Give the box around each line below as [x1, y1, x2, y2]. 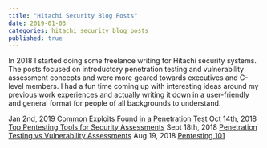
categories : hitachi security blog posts [8, 26, 149, 34]
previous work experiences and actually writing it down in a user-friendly [8, 90, 250, 100]
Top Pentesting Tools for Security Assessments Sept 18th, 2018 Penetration [8, 122, 258, 132]
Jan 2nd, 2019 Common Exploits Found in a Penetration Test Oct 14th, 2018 [8, 114, 257, 124]
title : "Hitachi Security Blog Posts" [8, 11, 138, 20]
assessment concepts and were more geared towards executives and [8, 73, 238, 82]
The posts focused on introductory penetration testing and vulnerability [8, 65, 245, 74]
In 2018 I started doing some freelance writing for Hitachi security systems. [8, 56, 257, 66]
